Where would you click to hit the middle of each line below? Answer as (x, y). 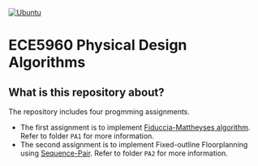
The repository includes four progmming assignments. (99, 112)
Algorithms (47, 63)
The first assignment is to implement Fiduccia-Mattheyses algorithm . (135, 127)
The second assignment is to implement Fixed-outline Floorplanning (134, 145)
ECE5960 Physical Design (98, 45)
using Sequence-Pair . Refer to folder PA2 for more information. (124, 153)
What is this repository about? (86, 92)
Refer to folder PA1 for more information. (87, 136)
